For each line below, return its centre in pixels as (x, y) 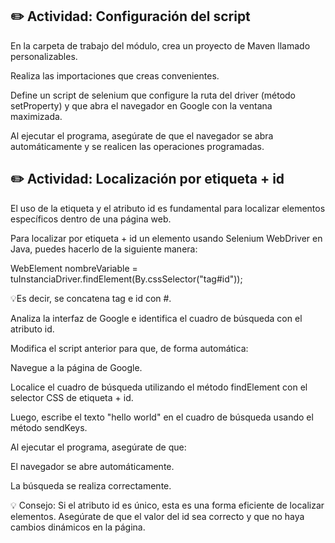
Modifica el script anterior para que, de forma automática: (129, 348)
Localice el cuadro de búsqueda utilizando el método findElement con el (159, 387)
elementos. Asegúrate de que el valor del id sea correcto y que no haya (157, 516)
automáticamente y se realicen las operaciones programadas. (137, 146)
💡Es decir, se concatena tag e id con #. (91, 298)
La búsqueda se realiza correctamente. (91, 485)
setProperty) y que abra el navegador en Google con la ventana (141, 105)
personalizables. (44, 56)
